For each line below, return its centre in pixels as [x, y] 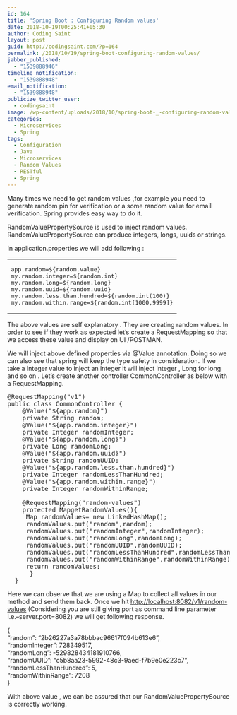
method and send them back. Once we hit [68, 601]
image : [17, 112]
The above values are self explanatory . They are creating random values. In [118, 324]
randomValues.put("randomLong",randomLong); [104, 538]
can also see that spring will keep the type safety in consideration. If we [112, 360]
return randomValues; [63, 566]
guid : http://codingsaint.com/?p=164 [63, 47]
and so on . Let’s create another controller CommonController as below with [117, 376]
